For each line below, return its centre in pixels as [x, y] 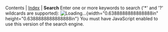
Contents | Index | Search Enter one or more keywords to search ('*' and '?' [84, 8]
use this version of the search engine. [45, 24]
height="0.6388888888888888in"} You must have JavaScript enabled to [82, 19]
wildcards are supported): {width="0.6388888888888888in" [82, 13]
